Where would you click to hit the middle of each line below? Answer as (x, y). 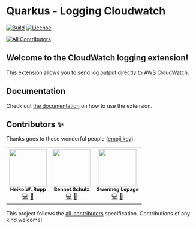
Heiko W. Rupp (28, 189)
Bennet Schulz (72, 189)
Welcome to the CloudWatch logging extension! (97, 58)
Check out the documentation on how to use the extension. (79, 105)
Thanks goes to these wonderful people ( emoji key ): (71, 139)
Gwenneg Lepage (117, 189)
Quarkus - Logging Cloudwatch (86, 11)
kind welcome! (24, 220)
